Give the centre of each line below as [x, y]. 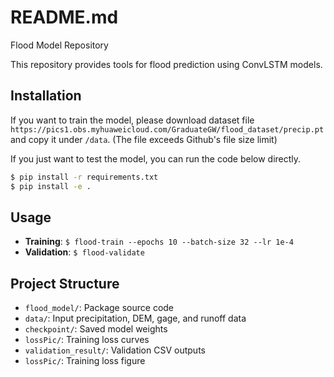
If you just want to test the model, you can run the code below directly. [156, 158]
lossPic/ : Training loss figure [85, 361]
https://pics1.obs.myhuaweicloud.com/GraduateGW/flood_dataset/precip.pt [167, 129]
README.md [64, 17]
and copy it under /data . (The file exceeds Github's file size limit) [144, 139]
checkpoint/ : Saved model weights [96, 329]
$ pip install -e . [51, 186]
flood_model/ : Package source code [99, 308]
